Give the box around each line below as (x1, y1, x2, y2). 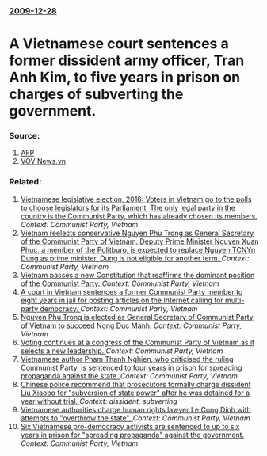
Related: (9, 177, 42, 188)
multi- (225, 295, 245, 305)
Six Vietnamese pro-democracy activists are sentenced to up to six (20, 421, 240, 431)
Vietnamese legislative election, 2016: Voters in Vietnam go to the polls (20, 194, 252, 203)
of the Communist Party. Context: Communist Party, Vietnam (20, 279, 220, 288)
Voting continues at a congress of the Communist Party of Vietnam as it (20, 337, 255, 347)
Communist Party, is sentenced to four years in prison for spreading (20, 363, 242, 372)
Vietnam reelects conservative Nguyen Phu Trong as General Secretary (20, 228, 254, 237)
